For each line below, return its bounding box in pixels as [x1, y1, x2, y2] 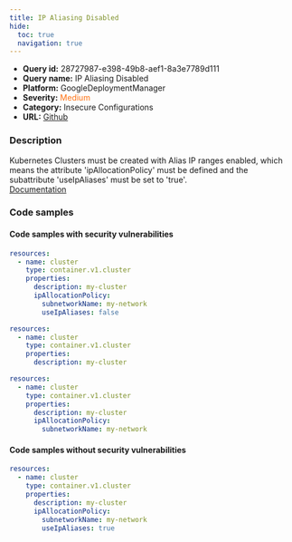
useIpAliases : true [42, 523, 116, 533]
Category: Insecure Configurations [22, 102, 154, 113]
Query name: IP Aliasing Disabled [22, 73, 149, 84]
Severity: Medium [22, 92, 90, 103]
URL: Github [22, 111, 69, 122]
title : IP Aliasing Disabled [9, 13, 119, 23]
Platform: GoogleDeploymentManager [22, 82, 166, 93]
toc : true [17, 30, 54, 39]
